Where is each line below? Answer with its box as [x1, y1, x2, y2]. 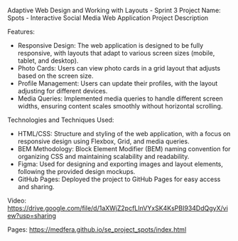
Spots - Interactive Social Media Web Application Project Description [7, 14, 209, 22]
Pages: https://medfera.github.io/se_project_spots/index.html [7, 225, 187, 234]
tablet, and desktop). [17, 56, 79, 65]
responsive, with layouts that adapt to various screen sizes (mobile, [17, 49, 215, 57]
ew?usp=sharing [7, 212, 57, 220]
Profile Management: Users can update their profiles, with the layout [17, 79, 218, 88]
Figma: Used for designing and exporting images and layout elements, [17, 160, 224, 168]
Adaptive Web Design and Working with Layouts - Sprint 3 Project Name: [7, 6, 222, 14]
